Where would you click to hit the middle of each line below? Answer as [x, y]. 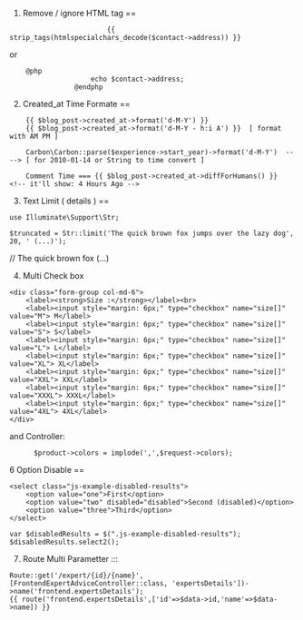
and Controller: [37, 436]
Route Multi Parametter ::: [70, 559]
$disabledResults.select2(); [64, 542]
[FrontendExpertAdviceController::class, [89, 584]
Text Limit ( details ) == [66, 201]
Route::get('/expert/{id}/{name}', [77, 576]
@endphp [88, 87]
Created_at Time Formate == [76, 104]
